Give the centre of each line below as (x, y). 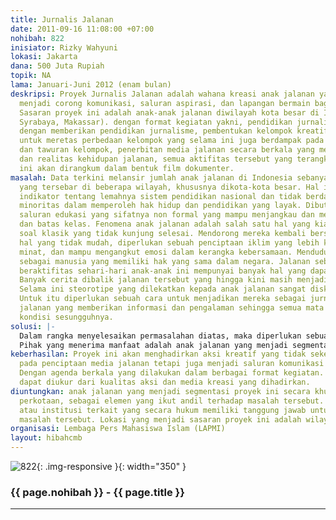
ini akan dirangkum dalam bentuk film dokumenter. (127, 168)
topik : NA (31, 76)
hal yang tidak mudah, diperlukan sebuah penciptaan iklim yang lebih (169, 242)
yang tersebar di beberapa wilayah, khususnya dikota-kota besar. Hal (169, 187)
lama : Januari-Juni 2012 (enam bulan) (91, 85)
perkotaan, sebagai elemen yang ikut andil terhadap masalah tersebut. (172, 401)
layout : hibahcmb (46, 438)
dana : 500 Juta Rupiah (57, 66)
